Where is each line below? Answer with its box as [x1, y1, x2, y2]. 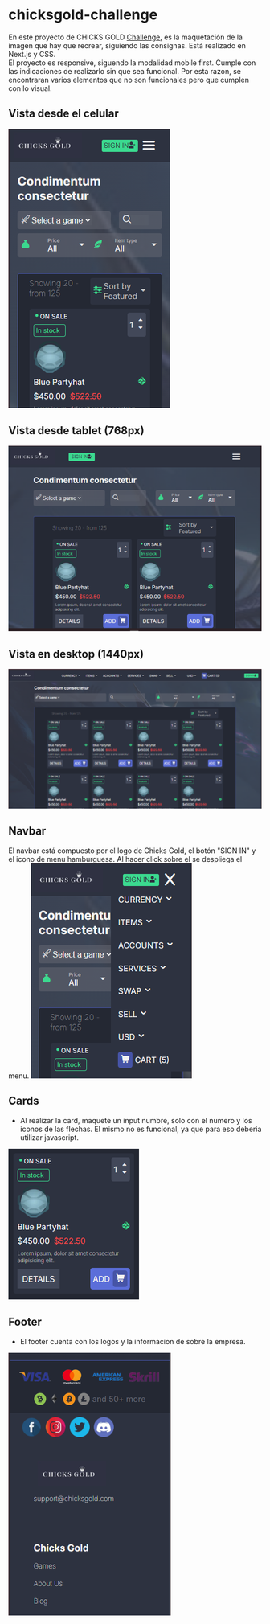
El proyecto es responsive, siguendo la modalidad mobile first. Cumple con [8, 58, 256, 68]
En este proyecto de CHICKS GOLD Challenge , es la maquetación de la [8, 32, 243, 42]
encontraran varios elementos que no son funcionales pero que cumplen [8, 75, 249, 84]
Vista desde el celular [8, 107, 119, 121]
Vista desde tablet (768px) [8, 424, 145, 437]
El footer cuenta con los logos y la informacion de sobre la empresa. [19, 1336, 247, 1346]
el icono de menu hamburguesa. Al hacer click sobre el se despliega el [8, 854, 243, 863]
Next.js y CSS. [8, 49, 56, 59]
